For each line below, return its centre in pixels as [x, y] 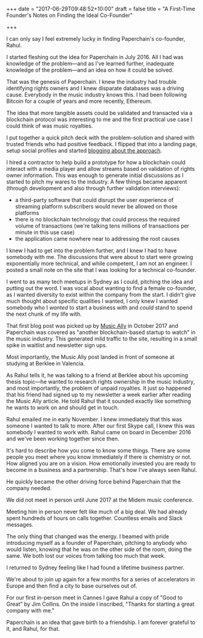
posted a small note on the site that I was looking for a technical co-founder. [101, 270]
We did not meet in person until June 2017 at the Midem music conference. [100, 500]
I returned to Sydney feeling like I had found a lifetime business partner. [95, 567]
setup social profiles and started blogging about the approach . [84, 151]
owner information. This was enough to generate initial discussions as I [95, 175]
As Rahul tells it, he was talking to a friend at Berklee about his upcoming [97, 375]
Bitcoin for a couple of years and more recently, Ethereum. [79, 101]
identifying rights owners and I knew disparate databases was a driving [95, 88]
